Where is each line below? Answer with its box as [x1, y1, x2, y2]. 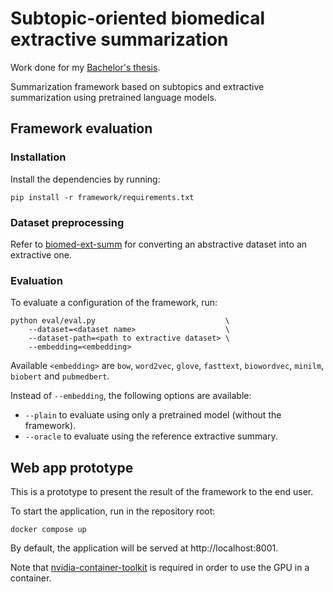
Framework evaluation [10, 120, 153, 137]
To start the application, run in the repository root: [10, 505, 216, 517]
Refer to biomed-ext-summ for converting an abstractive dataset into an [10, 238, 308, 250]
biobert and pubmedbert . [10, 370, 110, 382]
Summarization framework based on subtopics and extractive [10, 80, 265, 92]
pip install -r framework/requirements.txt [10, 192, 195, 202]
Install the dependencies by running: [10, 173, 161, 185]
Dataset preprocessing [10, 215, 125, 229]
